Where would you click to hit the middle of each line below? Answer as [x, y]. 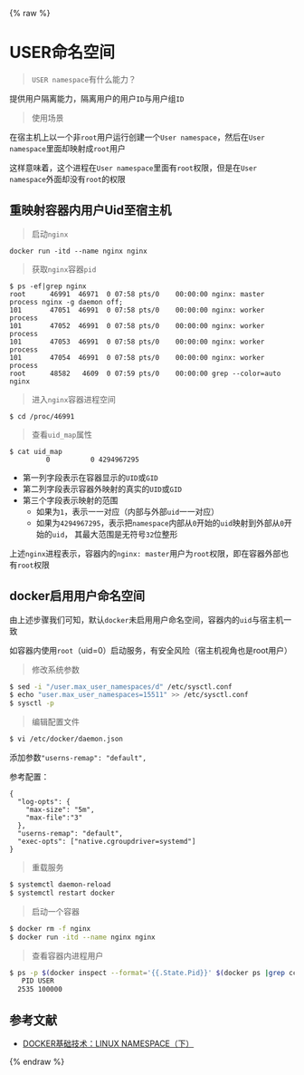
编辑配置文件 [55, 722]
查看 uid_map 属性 [62, 434]
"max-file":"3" [54, 818]
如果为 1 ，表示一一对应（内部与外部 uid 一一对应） [128, 511]
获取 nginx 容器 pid [64, 269]
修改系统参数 [55, 669]
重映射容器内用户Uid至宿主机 [90, 211]
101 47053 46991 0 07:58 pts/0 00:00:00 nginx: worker [137, 342]
